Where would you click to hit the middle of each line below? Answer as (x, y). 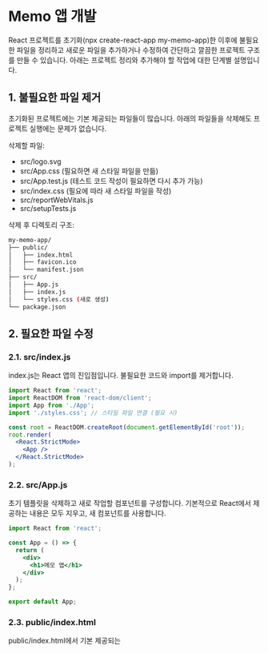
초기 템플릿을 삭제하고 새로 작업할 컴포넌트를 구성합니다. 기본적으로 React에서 (130, 504)
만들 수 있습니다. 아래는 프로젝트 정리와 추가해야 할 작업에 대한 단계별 (124, 60)
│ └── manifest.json (46, 270)
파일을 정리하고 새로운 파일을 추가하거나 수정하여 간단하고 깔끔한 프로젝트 (131, 50)
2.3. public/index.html (52, 623)
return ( (30, 550)
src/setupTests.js (48, 208)
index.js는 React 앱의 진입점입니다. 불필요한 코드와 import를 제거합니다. (121, 376)
